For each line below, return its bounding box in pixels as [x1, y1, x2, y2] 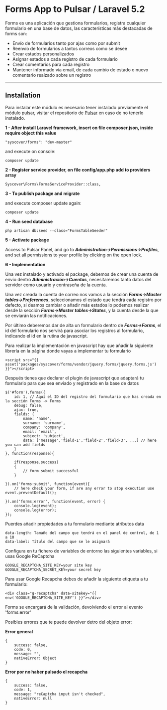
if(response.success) [14, 460, 59, 465]
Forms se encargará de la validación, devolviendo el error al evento [5, 604, 143, 610]
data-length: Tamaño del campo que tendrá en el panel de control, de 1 [5, 530, 159, 535]
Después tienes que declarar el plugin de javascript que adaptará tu [5, 375, 144, 381]
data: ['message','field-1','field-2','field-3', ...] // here [23, 438, 157, 443]
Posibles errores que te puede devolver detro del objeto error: [5, 619, 132, 625]
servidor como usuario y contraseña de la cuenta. [5, 282, 107, 288]
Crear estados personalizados [12, 51, 75, 57]
